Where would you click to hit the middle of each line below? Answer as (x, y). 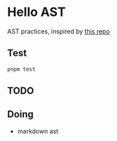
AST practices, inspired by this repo (58, 31)
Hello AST (37, 12)
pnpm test (22, 69)
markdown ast (38, 131)
